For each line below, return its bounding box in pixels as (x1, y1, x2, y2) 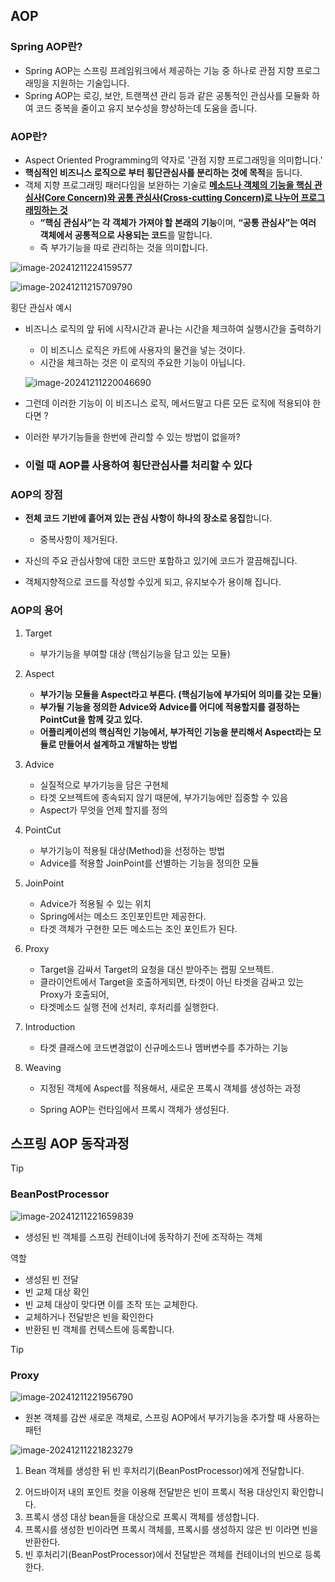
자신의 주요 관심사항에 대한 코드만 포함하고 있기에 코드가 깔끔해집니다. (24, 555, 298, 567)
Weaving (24, 1061, 62, 1073)
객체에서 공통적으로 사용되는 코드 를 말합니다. (39, 229, 213, 241)
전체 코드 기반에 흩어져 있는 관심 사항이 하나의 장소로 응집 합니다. (24, 512, 273, 524)
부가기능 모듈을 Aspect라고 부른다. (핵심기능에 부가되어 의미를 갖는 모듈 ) (39, 688, 323, 700)
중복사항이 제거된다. (39, 534, 118, 546)
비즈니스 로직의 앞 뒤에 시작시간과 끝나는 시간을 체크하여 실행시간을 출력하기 (24, 322, 322, 334)
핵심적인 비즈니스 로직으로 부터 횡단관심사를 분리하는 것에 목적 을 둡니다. (24, 166, 303, 178)
